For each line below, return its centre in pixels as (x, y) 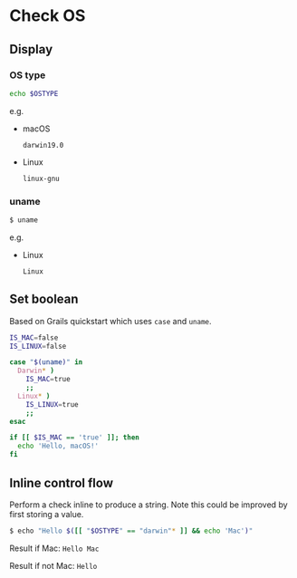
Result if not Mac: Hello (53, 565)
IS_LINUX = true (52, 404)
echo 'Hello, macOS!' (58, 446)
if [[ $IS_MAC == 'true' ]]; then (75, 438)
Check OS (48, 16)
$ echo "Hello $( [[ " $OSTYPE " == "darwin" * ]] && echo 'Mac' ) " (131, 531)
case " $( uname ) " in (46, 362)
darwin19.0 (43, 145)
